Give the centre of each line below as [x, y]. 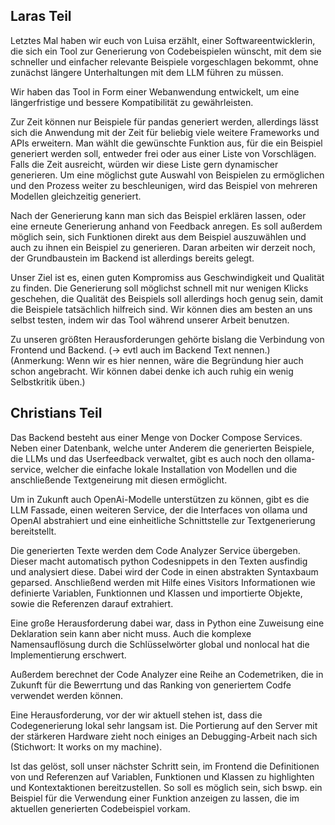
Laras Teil [41, 16]
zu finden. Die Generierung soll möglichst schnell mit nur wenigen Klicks [159, 288]
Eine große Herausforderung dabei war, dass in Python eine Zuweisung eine [167, 623]
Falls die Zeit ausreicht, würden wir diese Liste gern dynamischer [144, 164]
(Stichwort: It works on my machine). [86, 746]
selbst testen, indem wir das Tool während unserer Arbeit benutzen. [150, 320]
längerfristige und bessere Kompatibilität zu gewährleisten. [132, 102]
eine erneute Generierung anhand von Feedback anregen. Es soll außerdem [166, 226]
